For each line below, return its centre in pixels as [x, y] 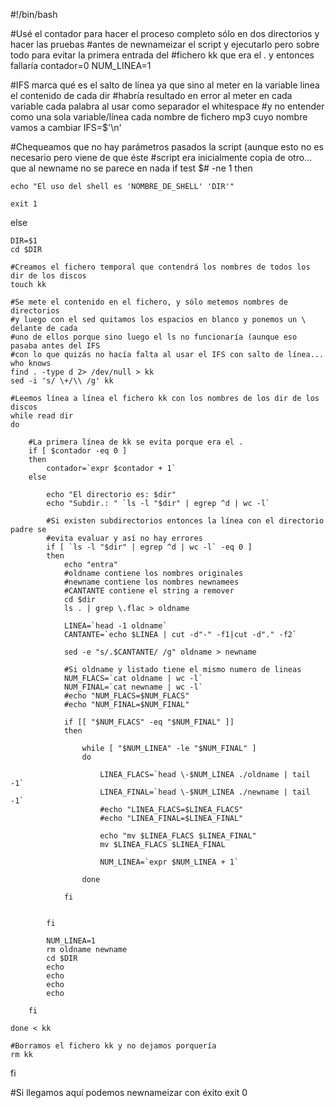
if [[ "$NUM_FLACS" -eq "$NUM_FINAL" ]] [149, 722]
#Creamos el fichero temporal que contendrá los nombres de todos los [160, 267]
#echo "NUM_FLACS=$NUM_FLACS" [126, 696]
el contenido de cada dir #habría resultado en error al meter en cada [151, 95]
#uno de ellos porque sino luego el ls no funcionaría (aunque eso [154, 337]
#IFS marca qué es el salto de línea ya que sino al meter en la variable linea [165, 85]
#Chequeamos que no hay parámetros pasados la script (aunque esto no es [167, 147]
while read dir [42, 416]
